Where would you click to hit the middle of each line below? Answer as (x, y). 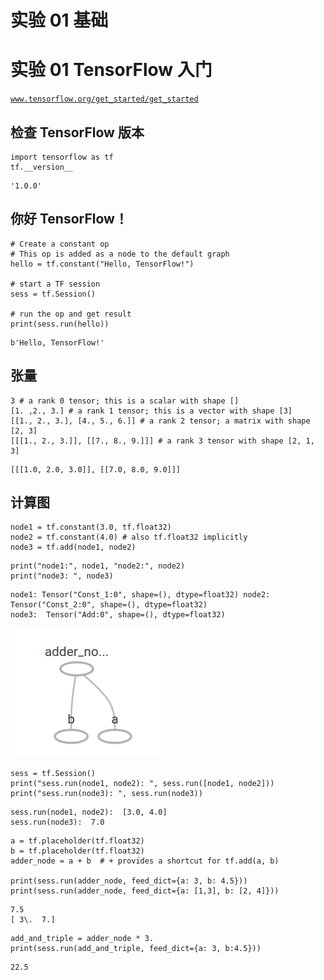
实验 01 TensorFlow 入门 (111, 70)
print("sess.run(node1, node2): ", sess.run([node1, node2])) (142, 784)
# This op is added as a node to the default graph (120, 254)
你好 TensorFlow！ (69, 219)
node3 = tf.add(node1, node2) (73, 547)
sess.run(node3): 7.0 (57, 822)
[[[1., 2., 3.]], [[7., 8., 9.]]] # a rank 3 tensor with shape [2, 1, (162, 441)
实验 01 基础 (59, 20)
